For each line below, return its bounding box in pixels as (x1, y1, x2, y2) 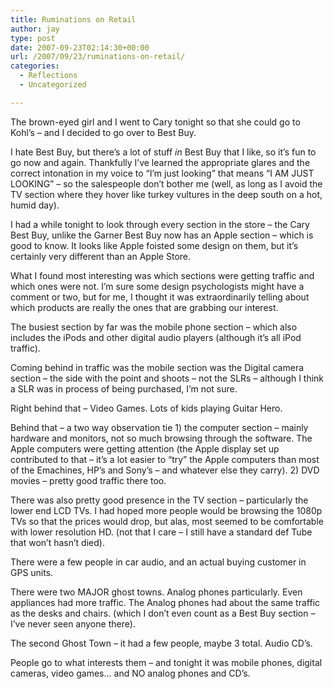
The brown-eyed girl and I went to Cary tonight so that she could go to (10, 116, 301, 128)
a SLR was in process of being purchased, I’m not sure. (10, 382, 238, 395)
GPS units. (10, 566, 54, 578)
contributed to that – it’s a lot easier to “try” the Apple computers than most (10, 453, 320, 465)
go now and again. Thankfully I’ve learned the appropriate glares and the (10, 156, 311, 168)
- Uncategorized (19, 80, 87, 90)
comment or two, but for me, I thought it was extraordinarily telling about (10, 291, 310, 303)
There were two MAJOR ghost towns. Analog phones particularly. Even (10, 586, 303, 598)
